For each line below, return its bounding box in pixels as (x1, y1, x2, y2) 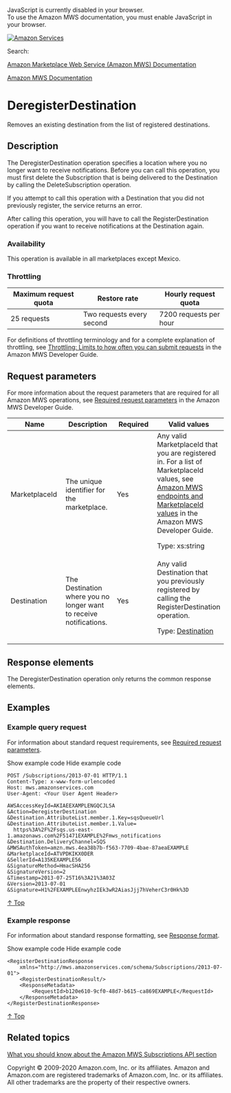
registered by (157, 585, 201, 595)
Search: (7, 47, 30, 55)
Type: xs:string (157, 541, 205, 551)
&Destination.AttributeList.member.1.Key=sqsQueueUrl (7, 814, 165, 821)
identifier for (65, 485, 105, 495)
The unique (65, 477, 102, 487)
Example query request (7, 722, 87, 732)
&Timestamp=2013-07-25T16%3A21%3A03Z (7, 874, 115, 881)
